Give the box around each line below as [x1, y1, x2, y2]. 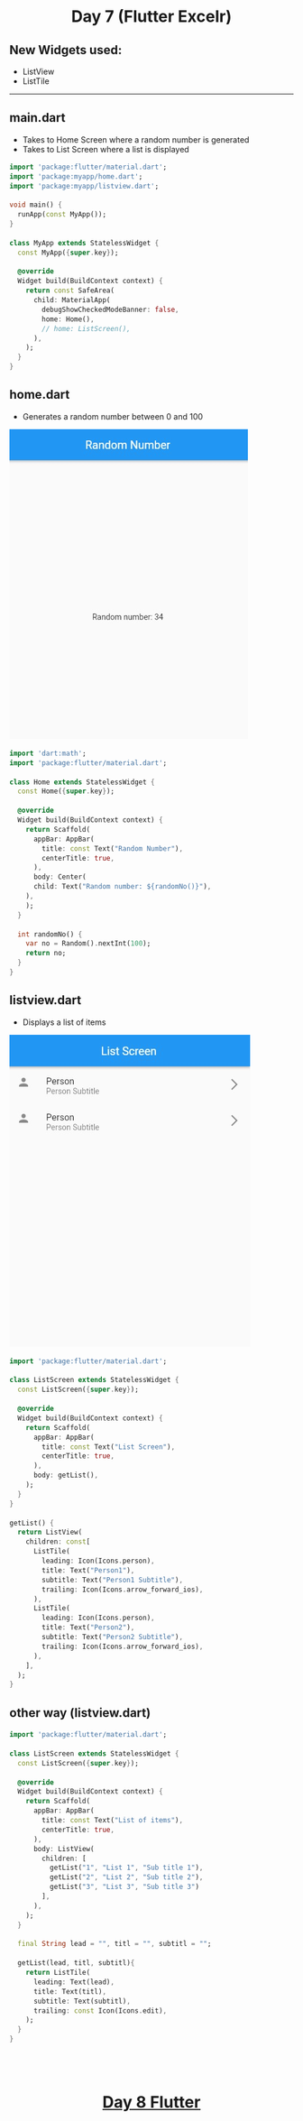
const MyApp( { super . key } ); [17, 248, 119, 257]
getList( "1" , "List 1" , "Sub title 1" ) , [49, 1863, 204, 1873]
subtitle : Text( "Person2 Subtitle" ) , [41, 1633, 183, 1642]
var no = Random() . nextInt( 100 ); [25, 939, 151, 948]
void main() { [9, 200, 63, 209]
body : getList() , [32, 1471, 99, 1480]
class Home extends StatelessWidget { [9, 778, 155, 787]
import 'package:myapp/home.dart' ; [9, 171, 143, 181]
